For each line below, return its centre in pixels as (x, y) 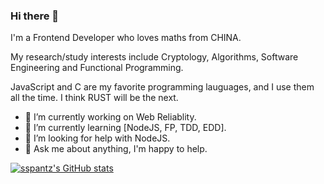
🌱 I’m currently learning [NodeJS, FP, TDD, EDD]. (125, 128)
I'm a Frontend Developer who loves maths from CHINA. (126, 38)
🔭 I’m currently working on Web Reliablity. (110, 117)
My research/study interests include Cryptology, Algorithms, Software (154, 57)
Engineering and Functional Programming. (97, 68)
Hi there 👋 (35, 16)
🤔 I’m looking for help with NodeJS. (97, 138)
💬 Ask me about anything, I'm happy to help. (116, 149)
